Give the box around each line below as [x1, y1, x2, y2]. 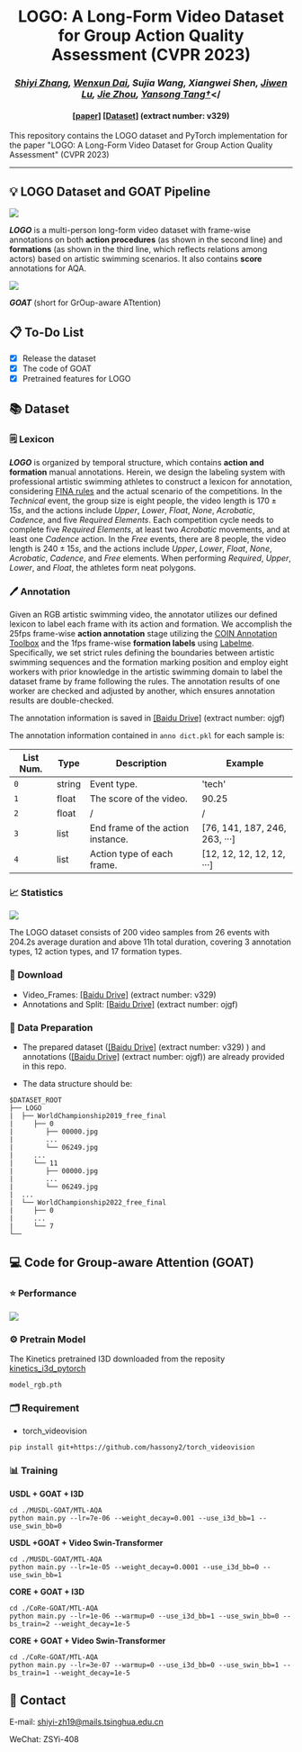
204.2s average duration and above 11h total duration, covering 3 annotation [9, 936, 292, 947]
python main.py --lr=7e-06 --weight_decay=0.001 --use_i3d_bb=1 [9, 1513, 255, 1522]
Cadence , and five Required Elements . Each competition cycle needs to [9, 514, 274, 525]
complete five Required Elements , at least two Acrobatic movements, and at [9, 524, 290, 535]
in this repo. [22, 1061, 67, 1071]
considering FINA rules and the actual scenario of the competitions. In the [9, 485, 283, 496]
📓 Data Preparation [9, 1021, 93, 1034]
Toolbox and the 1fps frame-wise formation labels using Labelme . [9, 637, 254, 649]
